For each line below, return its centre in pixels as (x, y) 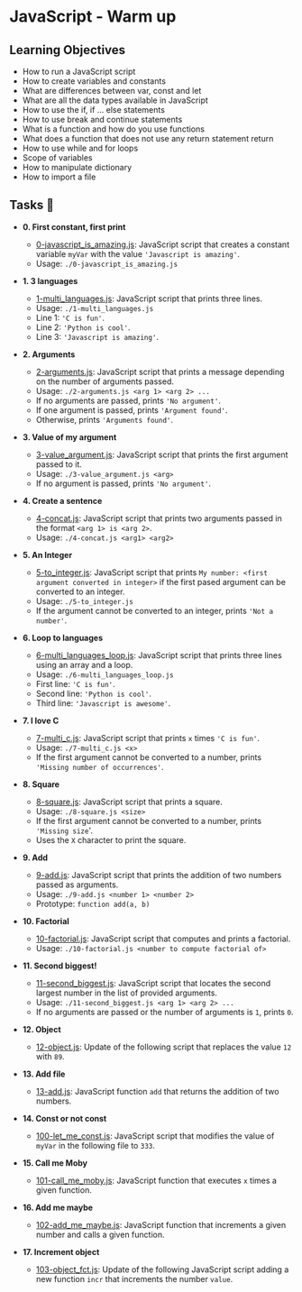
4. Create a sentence (62, 500)
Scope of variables (57, 158)
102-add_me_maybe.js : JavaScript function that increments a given (161, 1224)
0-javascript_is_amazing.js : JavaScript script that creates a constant (163, 244)
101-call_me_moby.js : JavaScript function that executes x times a (156, 1180)
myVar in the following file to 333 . (95, 1145)
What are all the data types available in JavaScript (115, 100)
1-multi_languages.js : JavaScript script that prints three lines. (149, 298)
